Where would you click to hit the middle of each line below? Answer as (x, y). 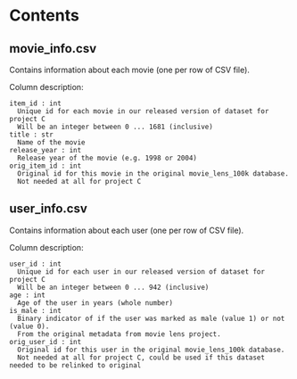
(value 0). (29, 326)
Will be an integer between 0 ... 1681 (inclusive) (115, 127)
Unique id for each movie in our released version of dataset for (143, 111)
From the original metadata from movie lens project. (119, 334)
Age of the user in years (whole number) (95, 303)
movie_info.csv (53, 49)
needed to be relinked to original (75, 365)
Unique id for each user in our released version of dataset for (141, 272)
